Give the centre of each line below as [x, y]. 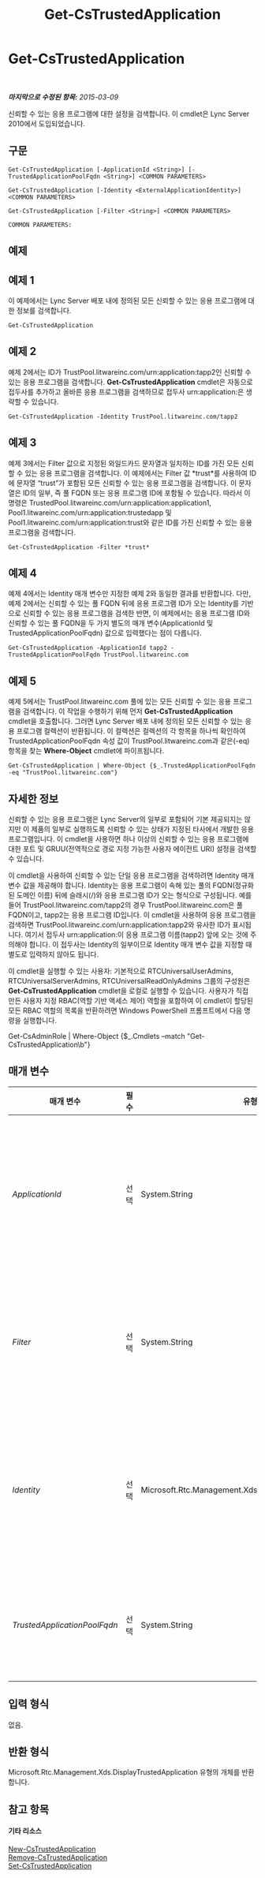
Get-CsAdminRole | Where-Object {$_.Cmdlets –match [97, 1036]
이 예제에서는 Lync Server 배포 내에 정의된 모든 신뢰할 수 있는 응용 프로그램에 [127, 301]
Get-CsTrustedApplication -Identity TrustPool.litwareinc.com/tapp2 [123, 416]
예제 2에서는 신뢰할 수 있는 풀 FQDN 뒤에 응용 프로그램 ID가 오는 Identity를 [123, 603]
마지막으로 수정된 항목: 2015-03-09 [63, 97]
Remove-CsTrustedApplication [58, 1857]
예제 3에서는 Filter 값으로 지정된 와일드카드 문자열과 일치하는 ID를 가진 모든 [124, 463]
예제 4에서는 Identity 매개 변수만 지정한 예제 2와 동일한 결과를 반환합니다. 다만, [129, 594]
